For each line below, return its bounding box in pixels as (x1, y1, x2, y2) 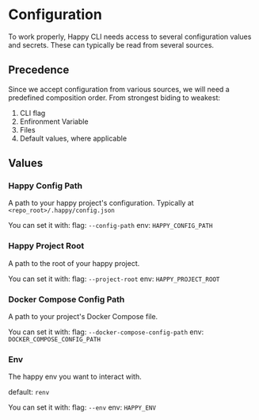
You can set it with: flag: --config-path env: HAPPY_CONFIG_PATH (8, 221, 213, 230)
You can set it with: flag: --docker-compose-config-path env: (8, 327, 204, 337)
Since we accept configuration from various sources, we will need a (8, 84, 230, 94)
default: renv (8, 387, 50, 397)
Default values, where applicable (19, 133, 128, 143)
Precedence (8, 64, 70, 77)
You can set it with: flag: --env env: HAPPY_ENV (8, 403, 157, 412)
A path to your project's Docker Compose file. (8, 312, 158, 322)
